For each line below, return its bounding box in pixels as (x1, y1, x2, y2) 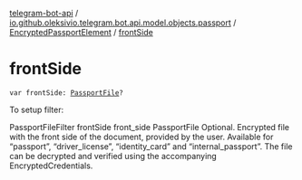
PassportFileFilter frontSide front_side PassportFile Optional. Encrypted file (9, 121, 290, 132)
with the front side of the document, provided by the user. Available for (9, 131, 274, 142)
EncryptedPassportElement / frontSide (9, 27, 154, 37)
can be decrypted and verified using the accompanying (9, 150, 218, 161)
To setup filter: (9, 104, 64, 115)
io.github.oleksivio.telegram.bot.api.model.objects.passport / (9, 17, 237, 28)
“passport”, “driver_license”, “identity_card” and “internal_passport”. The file (9, 140, 293, 152)
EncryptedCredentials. (9, 160, 93, 171)
